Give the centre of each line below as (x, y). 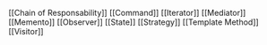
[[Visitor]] (26, 31)
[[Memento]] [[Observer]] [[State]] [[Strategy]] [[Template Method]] (133, 22)
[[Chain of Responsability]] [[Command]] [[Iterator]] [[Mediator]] (127, 13)
